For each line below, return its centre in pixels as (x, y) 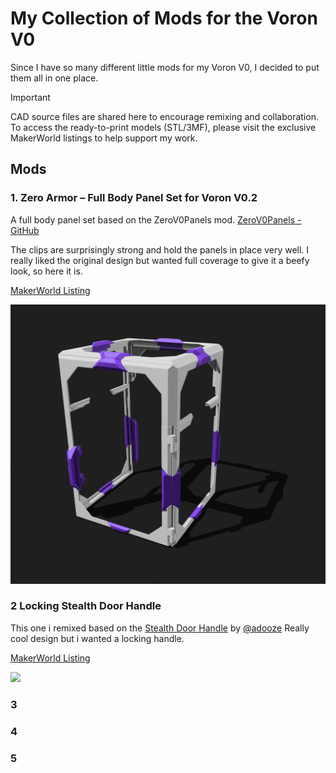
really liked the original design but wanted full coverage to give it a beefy (160, 260)
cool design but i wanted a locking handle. (97, 638)
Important (30, 97)
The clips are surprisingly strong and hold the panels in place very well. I (160, 249)
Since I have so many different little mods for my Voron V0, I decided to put (165, 67)
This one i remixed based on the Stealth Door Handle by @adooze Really (160, 628)
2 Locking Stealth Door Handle (86, 606)
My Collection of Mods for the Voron (164, 18)
